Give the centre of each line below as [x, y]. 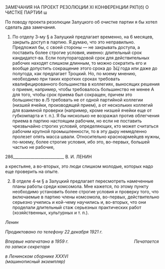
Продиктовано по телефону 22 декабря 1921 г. [54, 232]
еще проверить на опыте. [32, 172]
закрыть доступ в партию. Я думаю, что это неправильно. [74, 42]
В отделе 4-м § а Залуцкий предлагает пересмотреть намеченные [83, 181]
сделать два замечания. [31, 27]
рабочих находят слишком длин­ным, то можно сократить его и [79, 63]
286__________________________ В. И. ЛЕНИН [49, 157]
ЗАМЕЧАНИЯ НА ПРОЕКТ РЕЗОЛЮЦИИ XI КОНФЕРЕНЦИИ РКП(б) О [77, 7]
